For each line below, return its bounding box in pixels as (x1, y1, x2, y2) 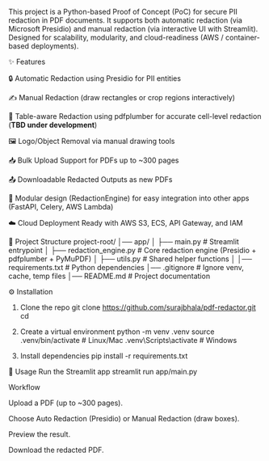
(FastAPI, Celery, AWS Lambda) (8, 202, 114, 211)
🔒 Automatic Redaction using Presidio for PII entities (8, 74, 182, 83)
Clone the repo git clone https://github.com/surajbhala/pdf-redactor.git (19, 302, 256, 312)
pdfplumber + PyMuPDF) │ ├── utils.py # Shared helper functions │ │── (8, 254, 253, 264)
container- (225, 32, 260, 42)
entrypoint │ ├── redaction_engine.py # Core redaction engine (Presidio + (8, 246, 257, 255)
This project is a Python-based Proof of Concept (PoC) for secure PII (8, 7, 238, 16)
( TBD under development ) (8, 121, 98, 129)
